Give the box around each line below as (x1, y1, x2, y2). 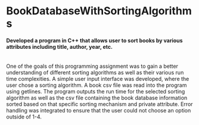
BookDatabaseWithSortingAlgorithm (6, 4, 192, 18)
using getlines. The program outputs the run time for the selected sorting (6, 88, 185, 95)
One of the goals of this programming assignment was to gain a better (6, 62, 179, 70)
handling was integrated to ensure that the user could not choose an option (6, 107, 191, 114)
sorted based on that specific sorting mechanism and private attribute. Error (6, 101, 193, 108)
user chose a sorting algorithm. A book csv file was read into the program (6, 82, 187, 89)
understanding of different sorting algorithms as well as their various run (6, 69, 184, 76)
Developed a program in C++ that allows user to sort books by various (6, 37, 183, 44)
